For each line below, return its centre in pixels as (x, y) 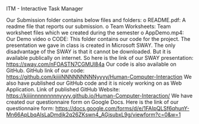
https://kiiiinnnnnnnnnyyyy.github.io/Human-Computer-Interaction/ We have (99, 96)
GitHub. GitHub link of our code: (45, 70)
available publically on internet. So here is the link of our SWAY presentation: (100, 58)
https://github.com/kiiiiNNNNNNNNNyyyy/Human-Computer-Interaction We (99, 77)
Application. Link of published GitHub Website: (63, 89)
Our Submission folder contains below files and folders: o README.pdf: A (96, 20)
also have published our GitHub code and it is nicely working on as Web (94, 83)
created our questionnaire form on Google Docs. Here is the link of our (93, 102)
